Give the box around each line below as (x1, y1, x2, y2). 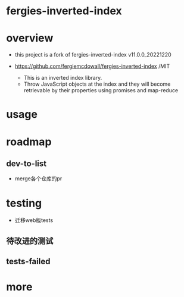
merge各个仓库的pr (14, 175, 63, 182)
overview (6, 32, 54, 45)
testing (6, 196, 42, 210)
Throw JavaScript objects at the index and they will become (23, 80, 171, 87)
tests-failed (6, 257, 51, 267)
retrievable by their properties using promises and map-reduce (23, 87, 179, 94)
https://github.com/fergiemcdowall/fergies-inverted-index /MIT (14, 62, 170, 70)
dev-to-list (6, 158, 46, 168)
